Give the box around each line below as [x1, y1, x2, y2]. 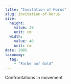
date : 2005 [5, 48, 27, 52]
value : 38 [14, 25, 34, 30]
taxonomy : [5, 52, 25, 57]
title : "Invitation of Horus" [5, 7, 67, 12]
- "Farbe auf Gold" [14, 61, 54, 66]
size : [5, 16, 16, 21]
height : [9, 20, 25, 26]
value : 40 [14, 39, 34, 44]
